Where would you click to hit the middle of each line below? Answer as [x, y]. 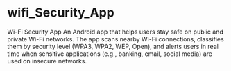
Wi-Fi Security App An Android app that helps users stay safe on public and [115, 32]
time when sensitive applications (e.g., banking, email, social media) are [110, 54]
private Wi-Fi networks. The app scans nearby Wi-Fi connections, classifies [115, 39]
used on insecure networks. [47, 61]
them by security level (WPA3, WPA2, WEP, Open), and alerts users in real [113, 46]
